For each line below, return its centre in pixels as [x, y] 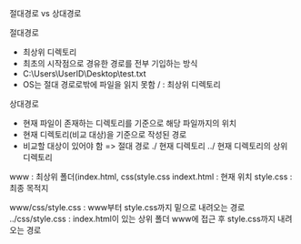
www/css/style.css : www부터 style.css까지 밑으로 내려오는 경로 [127, 207]
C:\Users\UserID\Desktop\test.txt [84, 74]
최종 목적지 [29, 188]
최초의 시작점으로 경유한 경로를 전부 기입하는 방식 [110, 63]
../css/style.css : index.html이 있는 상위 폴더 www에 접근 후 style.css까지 [142, 219]
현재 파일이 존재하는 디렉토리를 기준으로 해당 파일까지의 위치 [130, 123]
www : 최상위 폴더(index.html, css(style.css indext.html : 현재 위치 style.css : [151, 177]
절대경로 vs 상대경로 [45, 13]
